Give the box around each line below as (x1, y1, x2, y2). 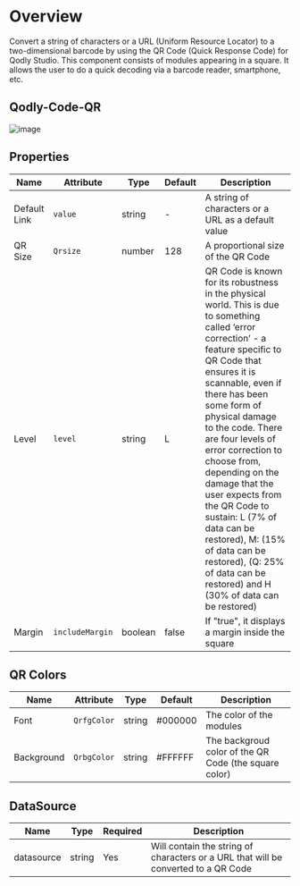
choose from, (204, 454, 262, 467)
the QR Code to (204, 499, 270, 511)
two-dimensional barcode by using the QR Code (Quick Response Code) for (9, 45, 288, 55)
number (121, 244, 154, 257)
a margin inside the (204, 626, 286, 638)
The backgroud (204, 735, 271, 747)
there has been (204, 387, 269, 400)
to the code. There (204, 421, 283, 434)
